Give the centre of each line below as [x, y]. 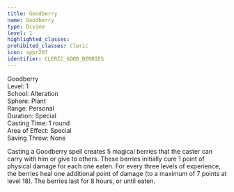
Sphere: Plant [27, 101]
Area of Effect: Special [39, 130]
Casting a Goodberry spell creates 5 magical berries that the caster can [110, 151]
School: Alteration [33, 93]
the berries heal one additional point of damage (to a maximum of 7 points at [117, 173]
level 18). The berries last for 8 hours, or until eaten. [81, 181]
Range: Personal [31, 108]
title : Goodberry [32, 14]
